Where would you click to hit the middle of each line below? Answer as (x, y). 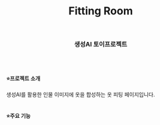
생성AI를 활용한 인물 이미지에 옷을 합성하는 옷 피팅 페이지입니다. (81, 94)
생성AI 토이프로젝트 (101, 44)
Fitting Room (101, 11)
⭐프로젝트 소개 (23, 78)
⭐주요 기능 (19, 116)
